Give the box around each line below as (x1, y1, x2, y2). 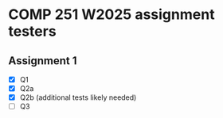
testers (8, 22, 57, 40)
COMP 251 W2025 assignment (8, 6, 215, 24)
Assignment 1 (8, 54, 77, 67)
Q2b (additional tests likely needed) (19, 93, 137, 102)
